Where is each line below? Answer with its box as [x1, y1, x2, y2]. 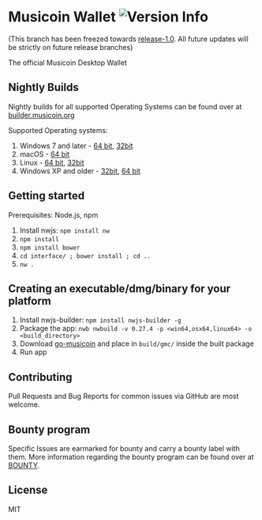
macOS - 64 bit [19, 149, 70, 158]
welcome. [8, 400, 40, 409]
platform [8, 294, 51, 308]
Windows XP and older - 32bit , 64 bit [19, 166, 140, 176]
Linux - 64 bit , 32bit [19, 158, 84, 167]
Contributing [8, 370, 73, 384]
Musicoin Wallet [8, 8, 116, 26]
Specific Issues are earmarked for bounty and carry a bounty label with [8, 444, 241, 453]
